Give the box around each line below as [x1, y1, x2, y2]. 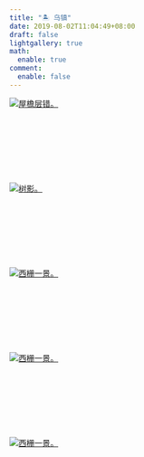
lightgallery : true [9, 38, 83, 48]
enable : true [17, 55, 67, 64]
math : [9, 47, 30, 56]
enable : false [17, 72, 71, 81]
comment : [9, 64, 43, 73]
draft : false [9, 30, 59, 39]
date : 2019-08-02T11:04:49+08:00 [9, 22, 136, 31]
